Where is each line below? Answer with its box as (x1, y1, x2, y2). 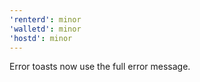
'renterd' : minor (9, 14, 82, 25)
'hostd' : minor (9, 33, 73, 43)
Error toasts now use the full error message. (9, 61, 191, 73)
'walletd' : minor (9, 24, 82, 34)
